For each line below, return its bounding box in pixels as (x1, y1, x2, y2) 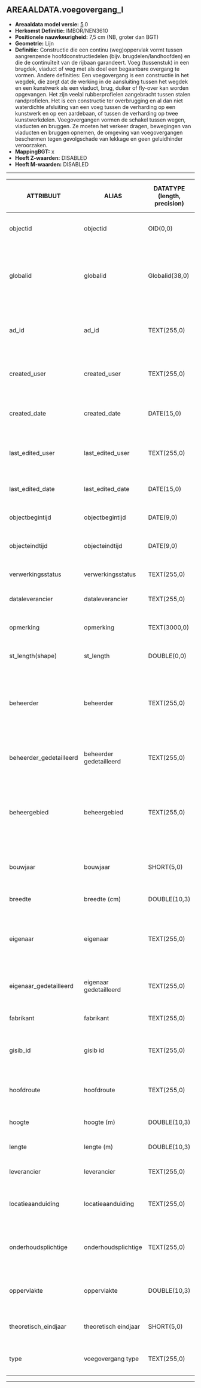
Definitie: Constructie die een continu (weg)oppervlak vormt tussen (14, 46, 182, 53)
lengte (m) (83, 1142, 114, 1151)
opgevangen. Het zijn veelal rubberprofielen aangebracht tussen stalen (14, 90, 191, 98)
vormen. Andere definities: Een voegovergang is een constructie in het (14, 71, 190, 78)
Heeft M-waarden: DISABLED (14, 160, 89, 168)
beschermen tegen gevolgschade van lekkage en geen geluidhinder (14, 135, 183, 143)
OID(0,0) (148, 224, 173, 232)
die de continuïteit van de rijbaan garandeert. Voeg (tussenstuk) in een (14, 59, 190, 66)
